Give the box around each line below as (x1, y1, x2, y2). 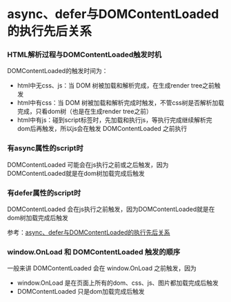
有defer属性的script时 (7, 188, 81, 197)
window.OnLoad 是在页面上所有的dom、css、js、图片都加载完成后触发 (17, 279, 219, 287)
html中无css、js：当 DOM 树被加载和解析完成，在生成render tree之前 (17, 81, 215, 90)
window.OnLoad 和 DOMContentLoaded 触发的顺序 (7, 248, 181, 256)
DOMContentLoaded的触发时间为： (7, 67, 108, 75)
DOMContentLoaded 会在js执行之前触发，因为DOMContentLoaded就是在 (7, 205, 215, 214)
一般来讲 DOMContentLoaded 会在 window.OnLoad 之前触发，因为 (7, 264, 197, 272)
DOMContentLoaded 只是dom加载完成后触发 (17, 288, 145, 296)
